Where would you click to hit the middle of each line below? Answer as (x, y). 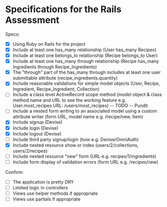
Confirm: (14, 172)
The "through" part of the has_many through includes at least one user (87, 73)
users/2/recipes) (30, 151)
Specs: (13, 34)
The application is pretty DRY (43, 182)
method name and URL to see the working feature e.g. (69, 100)
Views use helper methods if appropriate (55, 193)
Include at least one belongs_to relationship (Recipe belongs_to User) (85, 56)
